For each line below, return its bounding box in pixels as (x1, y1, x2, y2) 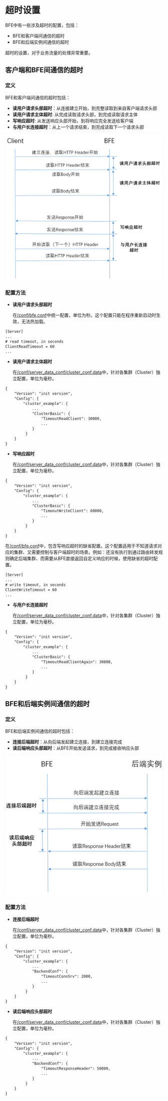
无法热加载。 (21, 319, 48, 325)
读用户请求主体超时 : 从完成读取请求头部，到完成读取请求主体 (12, 111, 138, 117)
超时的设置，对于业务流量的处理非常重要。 (5, 50, 93, 56)
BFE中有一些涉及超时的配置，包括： (5, 22, 79, 28)
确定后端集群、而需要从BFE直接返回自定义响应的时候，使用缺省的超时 (9, 555, 153, 562)
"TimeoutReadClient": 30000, (40, 416, 101, 421)
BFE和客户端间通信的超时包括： (5, 94, 70, 100)
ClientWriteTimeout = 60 (5, 587, 57, 592)
